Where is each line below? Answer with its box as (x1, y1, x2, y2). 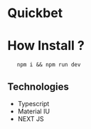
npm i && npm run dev (16, 61, 81, 68)
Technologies (7, 81, 70, 93)
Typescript (17, 99, 50, 108)
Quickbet (7, 5, 63, 21)
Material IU (17, 107, 50, 115)
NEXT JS (17, 114, 44, 123)
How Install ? (7, 38, 85, 54)
